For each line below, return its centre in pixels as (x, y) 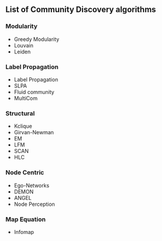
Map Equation (26, 219)
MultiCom (26, 98)
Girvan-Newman (34, 133)
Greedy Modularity (37, 39)
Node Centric (25, 172)
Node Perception (34, 204)
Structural (20, 113)
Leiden (22, 52)
